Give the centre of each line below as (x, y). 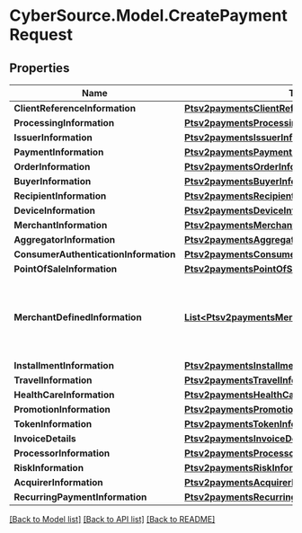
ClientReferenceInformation (75, 108)
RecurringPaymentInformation (80, 497)
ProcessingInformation (64, 123)
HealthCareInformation (64, 395)
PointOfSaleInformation (66, 269)
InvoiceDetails (45, 439)
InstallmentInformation (64, 365)
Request (41, 35)
